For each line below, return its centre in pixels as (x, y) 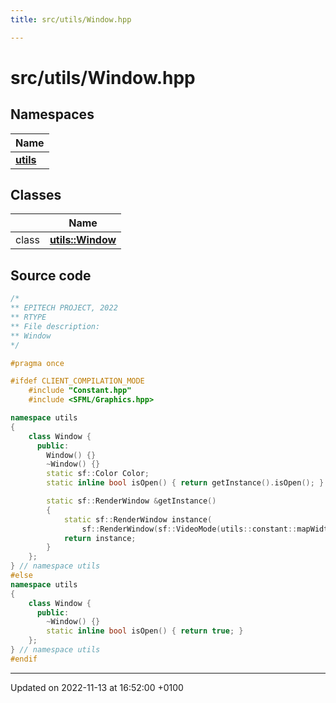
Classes (36, 195)
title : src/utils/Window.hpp (71, 19)
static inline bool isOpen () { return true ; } (145, 631)
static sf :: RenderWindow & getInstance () (131, 501)
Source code (51, 275)
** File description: (55, 326)
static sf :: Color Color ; (98, 474)
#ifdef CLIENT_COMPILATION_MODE (77, 381)
